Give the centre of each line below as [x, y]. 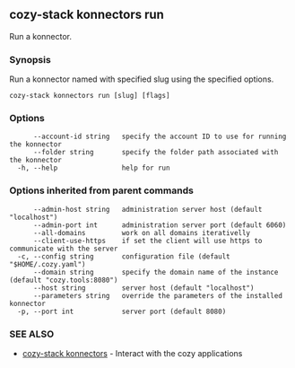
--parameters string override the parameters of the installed [157, 295]
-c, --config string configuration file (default [124, 256]
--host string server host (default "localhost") [143, 288]
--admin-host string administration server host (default [147, 209]
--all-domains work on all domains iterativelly [142, 232]
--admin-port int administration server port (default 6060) [160, 225]
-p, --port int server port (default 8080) [122, 311]
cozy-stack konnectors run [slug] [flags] [90, 96]
